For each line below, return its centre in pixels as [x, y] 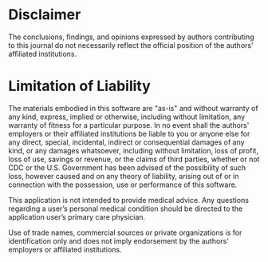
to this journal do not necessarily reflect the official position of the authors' [131, 45]
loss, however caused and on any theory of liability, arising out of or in [124, 176]
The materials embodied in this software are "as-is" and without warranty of [133, 108]
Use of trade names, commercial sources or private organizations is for [125, 232]
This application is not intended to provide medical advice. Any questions [129, 200]
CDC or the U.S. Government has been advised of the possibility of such [127, 167]
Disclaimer [45, 15]
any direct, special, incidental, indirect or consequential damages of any [126, 142]
